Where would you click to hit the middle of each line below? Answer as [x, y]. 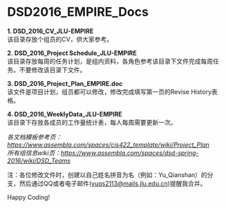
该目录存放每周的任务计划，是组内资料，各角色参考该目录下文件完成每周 [110, 61]
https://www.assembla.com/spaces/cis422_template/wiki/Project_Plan [108, 145]
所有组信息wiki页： [34, 153]
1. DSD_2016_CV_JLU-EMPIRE [50, 31]
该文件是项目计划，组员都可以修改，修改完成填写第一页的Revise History [110, 92]
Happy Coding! [29, 197]
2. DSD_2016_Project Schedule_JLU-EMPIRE [72, 53]
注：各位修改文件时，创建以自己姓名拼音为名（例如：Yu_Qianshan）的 [107, 175]
